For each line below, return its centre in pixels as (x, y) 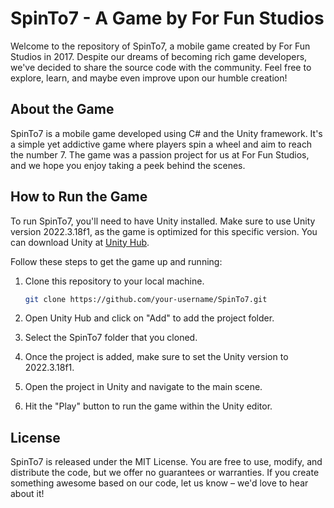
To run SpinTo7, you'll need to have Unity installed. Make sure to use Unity (163, 221)
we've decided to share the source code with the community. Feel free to (161, 67)
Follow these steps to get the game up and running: (116, 261)
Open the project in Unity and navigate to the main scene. (143, 387)
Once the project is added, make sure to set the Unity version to (156, 357)
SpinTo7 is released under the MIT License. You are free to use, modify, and (166, 462)
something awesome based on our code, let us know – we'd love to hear (159, 483)
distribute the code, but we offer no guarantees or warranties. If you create (165, 473)
